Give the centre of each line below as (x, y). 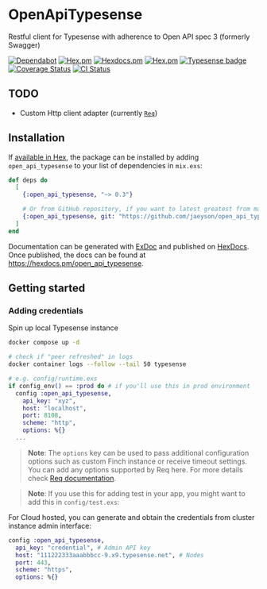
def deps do (28, 180)
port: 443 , (33, 562)
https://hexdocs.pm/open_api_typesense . (76, 263)
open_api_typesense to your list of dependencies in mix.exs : (105, 165)
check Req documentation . (72, 478)
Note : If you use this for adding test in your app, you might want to (137, 493)
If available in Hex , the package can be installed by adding (104, 157)
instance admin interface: (50, 525)
